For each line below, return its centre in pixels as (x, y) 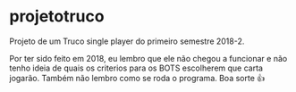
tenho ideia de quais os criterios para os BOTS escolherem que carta (136, 68)
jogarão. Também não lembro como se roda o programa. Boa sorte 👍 (137, 78)
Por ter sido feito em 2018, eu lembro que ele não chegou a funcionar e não (148, 58)
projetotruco (57, 17)
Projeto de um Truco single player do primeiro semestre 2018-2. (127, 41)
